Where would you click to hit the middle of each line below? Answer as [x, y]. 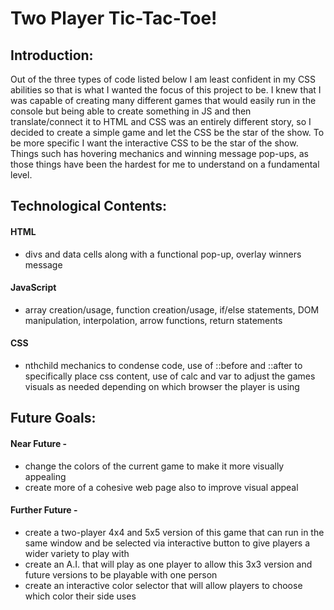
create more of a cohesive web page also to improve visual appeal [161, 487]
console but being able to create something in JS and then [131, 111]
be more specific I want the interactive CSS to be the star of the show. [154, 143]
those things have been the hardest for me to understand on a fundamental [165, 164]
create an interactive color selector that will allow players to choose [163, 585]
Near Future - [39, 443]
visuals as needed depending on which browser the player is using [162, 386]
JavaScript [33, 288]
